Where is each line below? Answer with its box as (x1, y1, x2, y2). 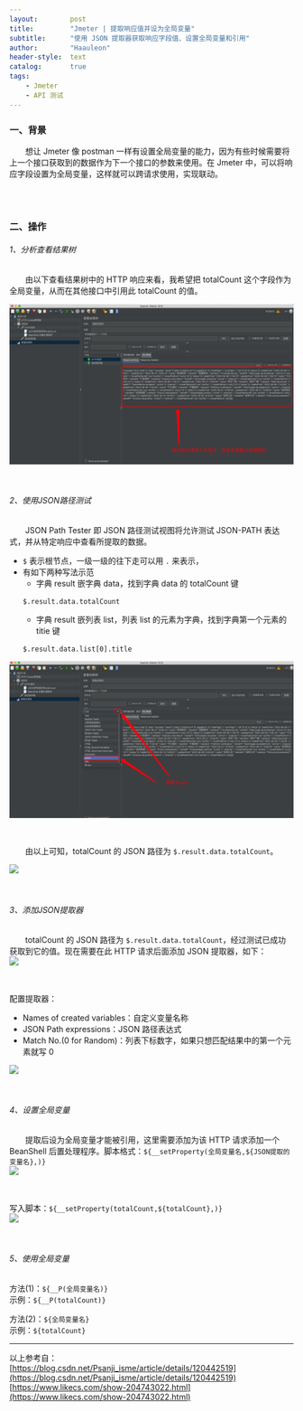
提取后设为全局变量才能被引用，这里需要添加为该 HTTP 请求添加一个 (25, 1134, 280, 1145)
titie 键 (35, 625, 60, 636)
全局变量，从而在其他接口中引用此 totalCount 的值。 (9, 286, 203, 296)
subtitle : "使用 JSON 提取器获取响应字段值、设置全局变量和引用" (9, 33, 251, 42)
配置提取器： (9, 992, 57, 1003)
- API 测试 (25, 90, 64, 99)
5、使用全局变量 (9, 1253, 70, 1265)
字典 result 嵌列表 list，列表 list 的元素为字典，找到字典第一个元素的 (35, 614, 287, 625)
